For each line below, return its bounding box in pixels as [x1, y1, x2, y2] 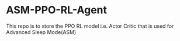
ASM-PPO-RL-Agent [6, 3, 107, 17]
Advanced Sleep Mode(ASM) [6, 28, 77, 35]
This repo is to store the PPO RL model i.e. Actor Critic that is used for [6, 23, 174, 29]
